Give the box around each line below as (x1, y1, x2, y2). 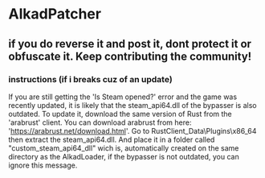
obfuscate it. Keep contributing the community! (8, 49, 252, 63)
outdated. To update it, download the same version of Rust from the (8, 109, 233, 118)
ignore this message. (8, 160, 78, 170)
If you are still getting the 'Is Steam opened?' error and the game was (8, 92, 238, 101)
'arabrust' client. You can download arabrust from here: (8, 118, 192, 127)
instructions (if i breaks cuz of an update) (8, 73, 173, 85)
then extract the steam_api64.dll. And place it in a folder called (8, 135, 215, 144)
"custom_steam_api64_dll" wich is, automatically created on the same (8, 143, 239, 153)
